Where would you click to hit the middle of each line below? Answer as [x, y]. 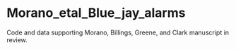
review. [17, 39]
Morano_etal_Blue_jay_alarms [96, 13]
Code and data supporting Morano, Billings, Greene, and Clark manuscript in [118, 32]
